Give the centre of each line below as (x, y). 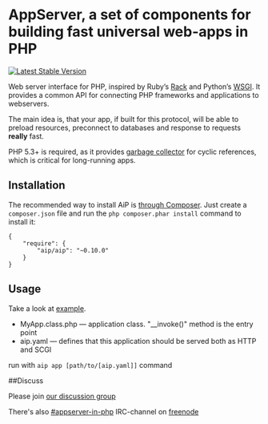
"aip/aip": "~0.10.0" (73, 250)
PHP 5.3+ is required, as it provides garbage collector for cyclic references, (132, 151)
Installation (37, 186)
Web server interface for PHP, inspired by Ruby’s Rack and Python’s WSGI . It (134, 87)
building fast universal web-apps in (128, 32)
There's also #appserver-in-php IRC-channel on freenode (104, 411)
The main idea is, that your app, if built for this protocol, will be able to (124, 119)
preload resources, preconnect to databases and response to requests (125, 127)
